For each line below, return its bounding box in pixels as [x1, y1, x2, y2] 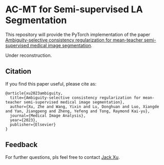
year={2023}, [10, 117, 38, 122]
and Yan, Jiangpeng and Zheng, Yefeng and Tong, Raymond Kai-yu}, [5, 109, 150, 114]
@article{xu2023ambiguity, [5, 91, 63, 96]
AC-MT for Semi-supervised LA [5, 4, 143, 15]
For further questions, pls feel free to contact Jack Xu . [5, 154, 120, 160]
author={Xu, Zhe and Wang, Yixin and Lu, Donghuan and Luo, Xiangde [10, 104, 159, 109]
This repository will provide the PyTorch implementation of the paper [5, 31, 150, 37]
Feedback [5, 140, 38, 149]
